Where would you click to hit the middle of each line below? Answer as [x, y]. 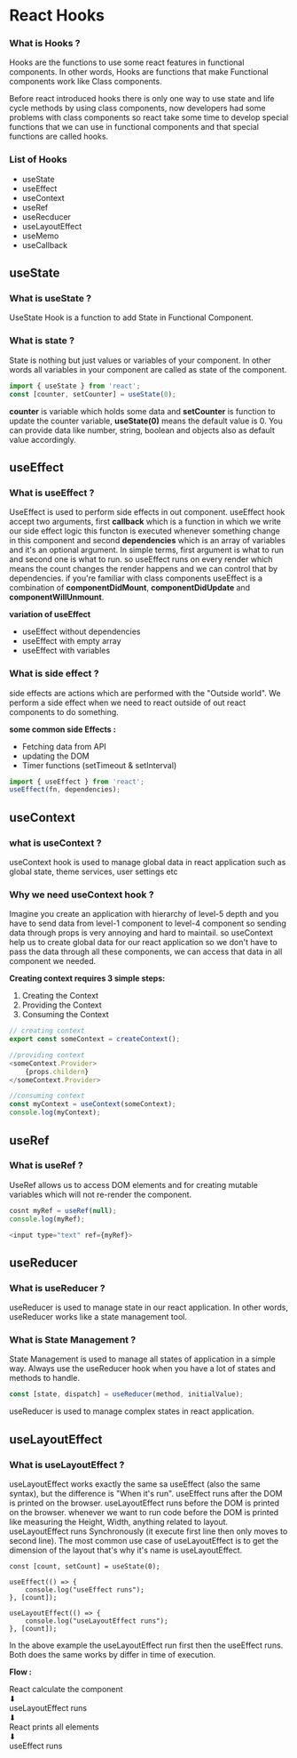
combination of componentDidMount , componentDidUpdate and [130, 588]
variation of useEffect [50, 614]
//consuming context [47, 1096]
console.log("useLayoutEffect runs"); [97, 1621]
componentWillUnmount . [57, 598]
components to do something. [64, 711]
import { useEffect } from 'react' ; [77, 782]
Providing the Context [62, 1005]
